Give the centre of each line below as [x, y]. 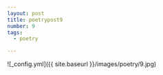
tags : [15, 32]
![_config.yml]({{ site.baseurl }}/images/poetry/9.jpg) [82, 64]
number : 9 [21, 26]
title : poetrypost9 [35, 20]
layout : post [26, 13]
